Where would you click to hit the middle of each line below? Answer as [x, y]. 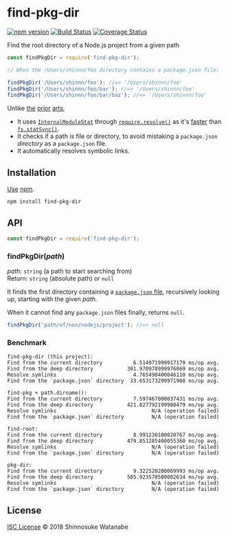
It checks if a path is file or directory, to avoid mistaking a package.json [117, 136]
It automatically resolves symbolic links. [73, 151]
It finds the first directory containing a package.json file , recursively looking [113, 292]
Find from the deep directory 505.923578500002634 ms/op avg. [113, 477]
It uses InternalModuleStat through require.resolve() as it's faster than [119, 122]
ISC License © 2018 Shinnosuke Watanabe [68, 527]
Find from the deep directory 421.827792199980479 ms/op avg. [113, 405]
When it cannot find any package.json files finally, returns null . [96, 313]
